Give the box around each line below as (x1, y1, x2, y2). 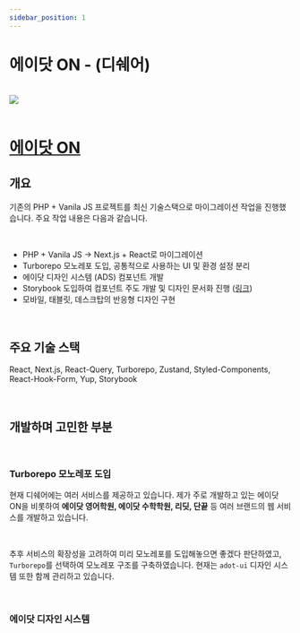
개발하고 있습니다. (25, 512, 89, 523)
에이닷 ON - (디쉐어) (9, 55, 150, 74)
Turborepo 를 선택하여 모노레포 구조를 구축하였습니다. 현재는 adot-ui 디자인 (9, 559, 272, 570)
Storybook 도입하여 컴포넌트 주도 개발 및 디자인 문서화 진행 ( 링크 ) (21, 282, 253, 293)
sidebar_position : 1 (9, 13, 87, 22)
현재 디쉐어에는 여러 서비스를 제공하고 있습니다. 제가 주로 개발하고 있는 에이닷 (9, 490, 279, 500)
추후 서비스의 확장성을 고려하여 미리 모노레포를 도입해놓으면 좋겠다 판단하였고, (9, 549, 282, 559)
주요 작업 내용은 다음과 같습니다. (35, 212, 148, 223)
